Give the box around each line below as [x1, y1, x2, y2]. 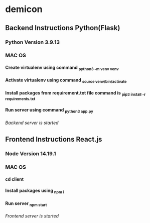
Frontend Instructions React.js [5, 135, 102, 144]
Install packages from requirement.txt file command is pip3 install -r [5, 89, 146, 97]
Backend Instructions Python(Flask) [5, 24, 120, 32]
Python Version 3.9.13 [5, 39, 60, 46]
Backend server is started [5, 120, 59, 126]
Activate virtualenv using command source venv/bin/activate [5, 77, 127, 84]
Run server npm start [5, 200, 47, 207]
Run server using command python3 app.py [5, 107, 94, 114]
